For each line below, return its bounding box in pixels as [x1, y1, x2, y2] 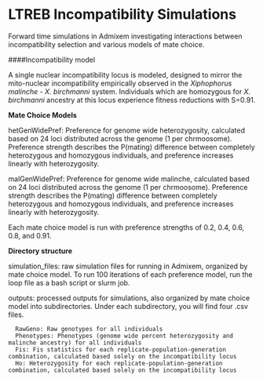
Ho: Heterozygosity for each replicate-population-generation [15, 359, 223, 367]
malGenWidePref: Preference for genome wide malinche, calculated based [8, 174, 250, 184]
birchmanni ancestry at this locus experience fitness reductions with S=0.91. [8, 95, 256, 104]
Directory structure [8, 246, 73, 256]
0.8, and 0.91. [8, 231, 52, 240]
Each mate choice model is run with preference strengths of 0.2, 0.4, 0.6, [8, 222, 245, 232]
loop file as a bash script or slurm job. [8, 278, 130, 287]
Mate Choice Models [8, 110, 77, 119]
